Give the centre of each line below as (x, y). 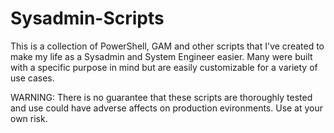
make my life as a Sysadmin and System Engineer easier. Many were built (161, 56)
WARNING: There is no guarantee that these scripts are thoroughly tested (161, 97)
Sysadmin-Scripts (87, 18)
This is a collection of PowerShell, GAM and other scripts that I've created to (167, 46)
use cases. (32, 78)
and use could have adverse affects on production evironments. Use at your (167, 108)
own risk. (29, 118)
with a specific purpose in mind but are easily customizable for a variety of (164, 67)
